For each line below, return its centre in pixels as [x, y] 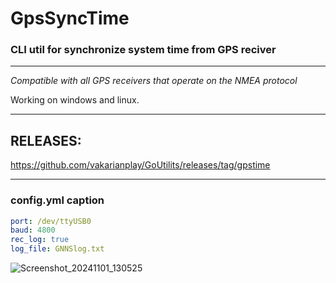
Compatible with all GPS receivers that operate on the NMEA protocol [154, 81]
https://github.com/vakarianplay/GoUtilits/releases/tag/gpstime [140, 165]
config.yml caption [57, 200]
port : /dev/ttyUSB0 [51, 221]
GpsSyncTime [70, 18]
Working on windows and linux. [75, 100]
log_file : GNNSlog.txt [57, 249]
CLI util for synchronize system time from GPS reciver [143, 50]
